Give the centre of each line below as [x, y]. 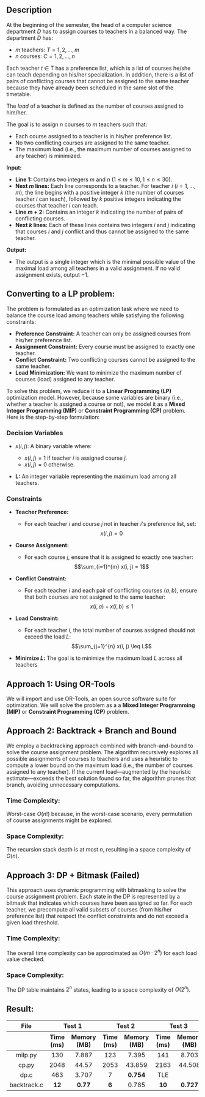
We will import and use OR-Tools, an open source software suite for [91, 699]
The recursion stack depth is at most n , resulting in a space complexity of [99, 850]
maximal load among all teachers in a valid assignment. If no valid [98, 268]
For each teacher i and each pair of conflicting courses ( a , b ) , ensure [110, 591]
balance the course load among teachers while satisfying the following [95, 315]
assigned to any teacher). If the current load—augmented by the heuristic [99, 771]
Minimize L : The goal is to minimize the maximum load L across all [99, 658]
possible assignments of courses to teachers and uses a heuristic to [92, 758]
